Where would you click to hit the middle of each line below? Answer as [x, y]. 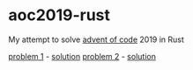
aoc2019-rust [59, 15]
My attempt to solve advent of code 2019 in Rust [96, 39]
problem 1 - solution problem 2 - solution [82, 56]
